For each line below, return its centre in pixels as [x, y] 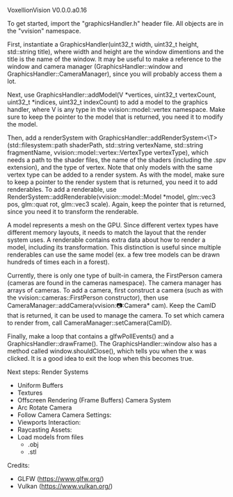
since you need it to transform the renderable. [73, 212]
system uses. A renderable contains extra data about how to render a [106, 240]
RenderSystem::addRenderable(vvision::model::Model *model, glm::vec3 [111, 197]
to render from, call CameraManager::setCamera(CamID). [90, 323]
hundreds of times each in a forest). [58, 262]
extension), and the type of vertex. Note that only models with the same [110, 167]
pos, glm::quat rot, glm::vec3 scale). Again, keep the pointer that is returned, [116, 204]
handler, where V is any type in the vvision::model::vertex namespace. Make [116, 109]
